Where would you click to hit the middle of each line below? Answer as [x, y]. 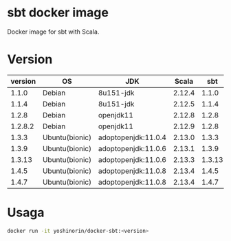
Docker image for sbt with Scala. [53, 32]
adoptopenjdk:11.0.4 [132, 137]
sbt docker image [58, 13]
